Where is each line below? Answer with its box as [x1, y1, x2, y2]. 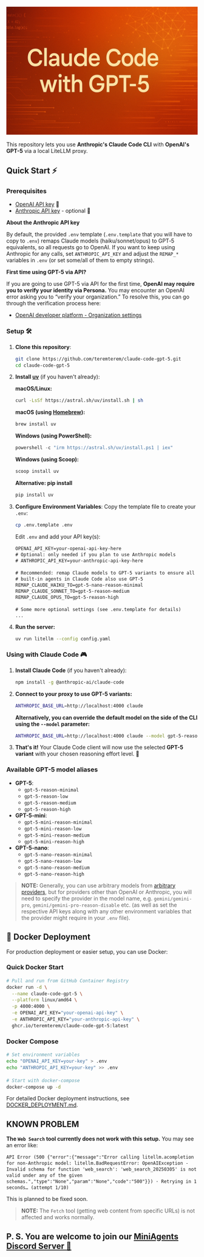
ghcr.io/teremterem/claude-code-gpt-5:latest [12, 1022, 129, 1029]
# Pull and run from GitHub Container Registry [6, 977, 129, 984]
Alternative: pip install [15, 479, 73, 486]
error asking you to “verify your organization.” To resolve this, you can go [6, 293, 190, 300]
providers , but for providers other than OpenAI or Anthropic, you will [21, 888, 192, 896]
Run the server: [15, 623, 56, 631]
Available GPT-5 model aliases [6, 765, 98, 774]
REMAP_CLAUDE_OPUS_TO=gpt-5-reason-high [15, 594, 119, 600]
